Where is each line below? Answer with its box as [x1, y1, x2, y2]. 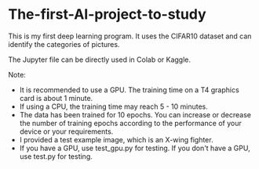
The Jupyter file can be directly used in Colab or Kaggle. [8, 55, 191, 64]
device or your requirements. [19, 127, 114, 136]
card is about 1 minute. [19, 93, 93, 102]
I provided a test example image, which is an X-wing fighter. [19, 135, 213, 144]
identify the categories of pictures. [8, 39, 120, 49]
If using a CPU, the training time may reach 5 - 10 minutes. [19, 102, 208, 111]
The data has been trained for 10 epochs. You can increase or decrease [19, 110, 251, 119]
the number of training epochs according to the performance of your [19, 118, 242, 128]
